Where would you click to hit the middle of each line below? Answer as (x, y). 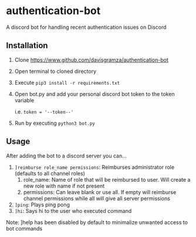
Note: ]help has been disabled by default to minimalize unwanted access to (97, 222)
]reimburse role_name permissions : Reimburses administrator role (94, 167)
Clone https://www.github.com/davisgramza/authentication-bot (92, 59)
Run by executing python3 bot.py (55, 123)
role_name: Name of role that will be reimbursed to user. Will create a (107, 179)
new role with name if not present (64, 186)
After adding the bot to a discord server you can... (67, 156)
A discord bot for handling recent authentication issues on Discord (86, 27)
